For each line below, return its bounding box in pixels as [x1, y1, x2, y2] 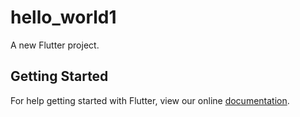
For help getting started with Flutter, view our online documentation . [10, 94, 290, 106]
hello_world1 [10, 6, 117, 29]
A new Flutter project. [10, 39, 100, 51]
